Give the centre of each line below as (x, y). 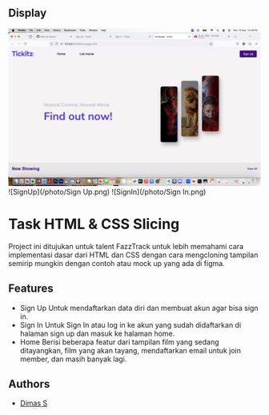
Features (31, 289)
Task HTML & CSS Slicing (94, 224)
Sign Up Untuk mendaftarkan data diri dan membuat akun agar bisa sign (139, 308)
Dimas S (34, 403)
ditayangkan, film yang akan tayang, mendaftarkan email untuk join (130, 350)
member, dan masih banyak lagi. (73, 359)
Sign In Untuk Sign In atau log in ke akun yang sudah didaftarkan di (130, 324)
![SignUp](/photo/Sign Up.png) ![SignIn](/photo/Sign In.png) (107, 191)
